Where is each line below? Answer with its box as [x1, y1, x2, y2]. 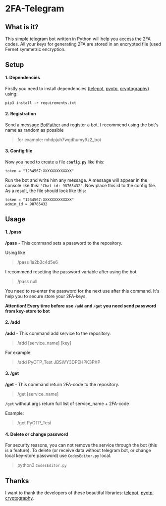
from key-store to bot [5, 308, 50, 314]
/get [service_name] [17, 391, 59, 397]
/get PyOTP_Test [17, 420, 52, 426]
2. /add [5, 319, 20, 325]
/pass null [17, 278, 38, 284]
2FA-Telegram [5, 3, 64, 14]
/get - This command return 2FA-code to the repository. [5, 382, 119, 387]
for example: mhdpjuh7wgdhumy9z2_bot [17, 137, 102, 143]
